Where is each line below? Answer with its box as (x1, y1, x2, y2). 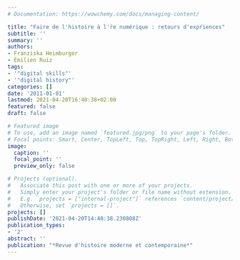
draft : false (7, 110, 46, 117)
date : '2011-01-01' (7, 90, 66, 97)
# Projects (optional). (7, 176, 79, 183)
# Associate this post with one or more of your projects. (7, 182, 194, 189)
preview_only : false (14, 162, 75, 170)
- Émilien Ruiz (7, 56, 53, 64)
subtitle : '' (7, 30, 46, 37)
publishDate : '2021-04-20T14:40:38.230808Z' (7, 215, 142, 222)
